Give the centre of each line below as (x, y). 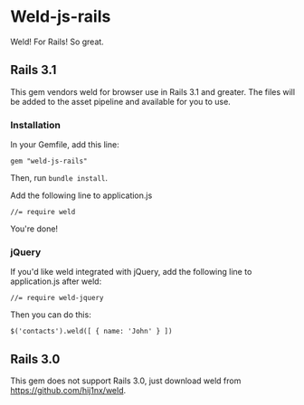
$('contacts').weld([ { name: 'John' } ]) (91, 332)
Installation (36, 125)
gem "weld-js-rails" (49, 161)
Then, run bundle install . (59, 178)
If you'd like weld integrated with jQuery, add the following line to (131, 272)
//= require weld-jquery (57, 298)
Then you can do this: (51, 315)
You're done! (34, 229)
